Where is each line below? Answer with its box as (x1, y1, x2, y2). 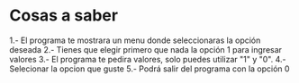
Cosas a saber (9, 5, 119, 26)
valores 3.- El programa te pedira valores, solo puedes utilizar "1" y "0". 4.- (9, 54, 286, 64)
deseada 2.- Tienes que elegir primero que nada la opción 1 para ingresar (9, 44, 282, 54)
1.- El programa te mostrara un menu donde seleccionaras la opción (9, 35, 261, 46)
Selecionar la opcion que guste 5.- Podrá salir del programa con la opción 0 (9, 63, 290, 74)
